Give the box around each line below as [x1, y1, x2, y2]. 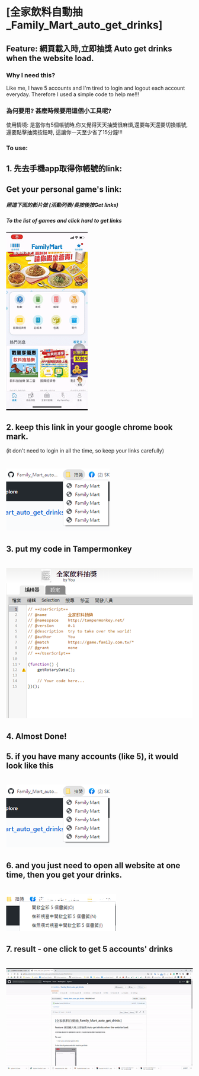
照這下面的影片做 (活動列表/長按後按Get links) [6, 201, 118, 208]
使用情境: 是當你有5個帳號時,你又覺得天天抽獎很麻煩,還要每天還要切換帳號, [6, 121, 188, 128]
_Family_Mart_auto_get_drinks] [6, 18, 163, 32]
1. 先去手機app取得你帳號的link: [6, 164, 123, 174]
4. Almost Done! [6, 731, 67, 741]
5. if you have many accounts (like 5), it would [6, 752, 179, 761]
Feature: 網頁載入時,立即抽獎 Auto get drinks [6, 43, 173, 53]
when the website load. [6, 53, 94, 63]
